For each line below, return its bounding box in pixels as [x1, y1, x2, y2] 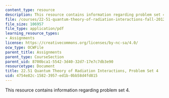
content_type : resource [5, 7, 55, 13]
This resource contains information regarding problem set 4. [5, 87, 130, 93]
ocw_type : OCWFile [5, 45, 44, 50]
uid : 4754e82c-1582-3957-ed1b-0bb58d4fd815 [5, 73, 98, 78]
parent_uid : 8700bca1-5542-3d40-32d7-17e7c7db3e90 [5, 59, 114, 64]
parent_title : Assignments [5, 50, 62, 55]
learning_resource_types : [5, 31, 59, 36]
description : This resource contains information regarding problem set [5, 12, 161, 17]
